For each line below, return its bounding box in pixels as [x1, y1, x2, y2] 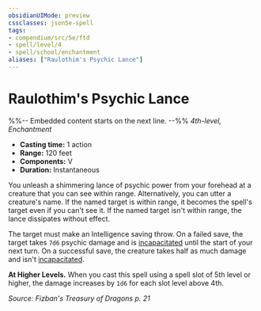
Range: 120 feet [19, 148, 73, 157]
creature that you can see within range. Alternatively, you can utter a [8, 188, 232, 198]
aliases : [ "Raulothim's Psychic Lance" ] [8, 56, 144, 64]
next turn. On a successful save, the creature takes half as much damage [8, 246, 247, 256]
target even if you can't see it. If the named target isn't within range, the [8, 205, 242, 214]
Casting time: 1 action [19, 139, 93, 149]
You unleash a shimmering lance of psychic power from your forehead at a [8, 180, 252, 190]
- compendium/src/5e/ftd [8, 33, 90, 42]
